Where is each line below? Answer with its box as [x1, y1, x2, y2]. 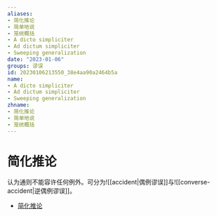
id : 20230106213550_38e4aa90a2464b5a [7, 69, 118, 76]
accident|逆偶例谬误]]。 [7, 187, 76, 195]
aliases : [7, 10, 33, 18]
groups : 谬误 [7, 62, 44, 69]
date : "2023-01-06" [7, 56, 65, 63]
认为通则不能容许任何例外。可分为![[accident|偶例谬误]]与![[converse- [7, 178, 211, 187]
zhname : [7, 102, 30, 109]
